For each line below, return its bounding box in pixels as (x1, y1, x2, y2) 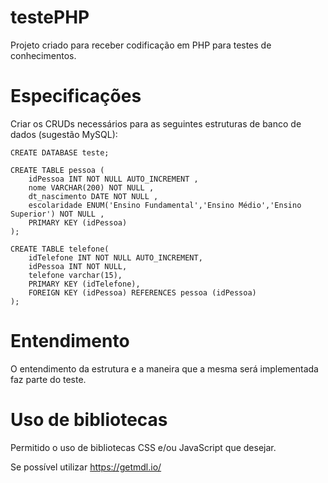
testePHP (10, 6, 90, 29)
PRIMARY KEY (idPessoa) (28, 217, 128, 228)
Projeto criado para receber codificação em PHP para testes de (10, 39, 272, 51)
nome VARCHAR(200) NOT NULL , (28, 182, 155, 193)
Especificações (10, 85, 142, 108)
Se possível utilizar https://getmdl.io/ (10, 461, 162, 473)
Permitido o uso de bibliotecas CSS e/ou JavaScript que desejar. (10, 441, 277, 453)
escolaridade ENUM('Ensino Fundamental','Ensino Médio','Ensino (28, 200, 302, 210)
